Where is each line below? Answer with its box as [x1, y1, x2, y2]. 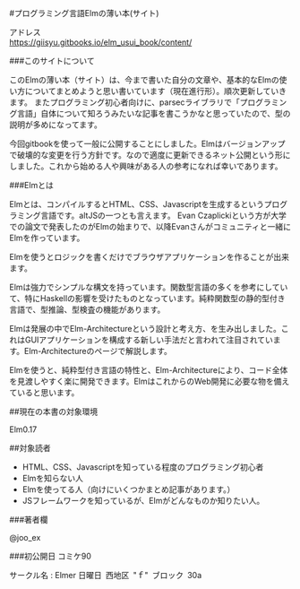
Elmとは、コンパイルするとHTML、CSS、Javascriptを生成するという [9, 199, 264, 209]
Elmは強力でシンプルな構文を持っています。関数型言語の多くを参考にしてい [9, 282, 288, 292]
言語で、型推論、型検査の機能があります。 [9, 304, 166, 315]
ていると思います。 [9, 387, 80, 397]
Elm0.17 [9, 424, 38, 435]
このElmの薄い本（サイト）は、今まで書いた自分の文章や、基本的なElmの [9, 74, 279, 85]
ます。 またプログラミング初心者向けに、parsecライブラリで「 [9, 97, 240, 108]
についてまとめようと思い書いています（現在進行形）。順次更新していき [24, 86, 287, 96]
